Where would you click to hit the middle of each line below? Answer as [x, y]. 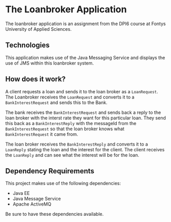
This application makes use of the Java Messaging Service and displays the [85, 57]
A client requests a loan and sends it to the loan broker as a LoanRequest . [82, 91]
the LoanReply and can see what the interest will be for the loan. [72, 155]
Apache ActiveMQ [32, 204]
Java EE [21, 193]
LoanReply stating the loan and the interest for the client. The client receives [85, 149]
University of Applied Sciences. [38, 29]
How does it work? [36, 79]
